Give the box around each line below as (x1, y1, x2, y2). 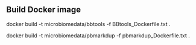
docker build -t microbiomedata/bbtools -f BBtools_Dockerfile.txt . (6, 20, 171, 27)
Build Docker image (6, 5, 81, 15)
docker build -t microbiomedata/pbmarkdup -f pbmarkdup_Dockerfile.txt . (6, 32, 190, 39)
